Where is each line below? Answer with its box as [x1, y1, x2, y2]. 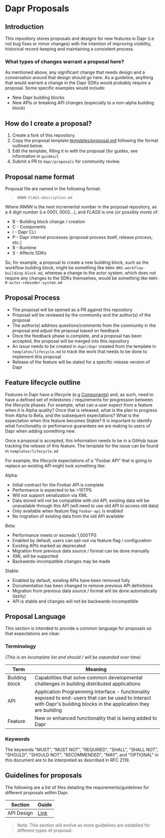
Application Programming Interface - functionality [34, 688, 150, 695]
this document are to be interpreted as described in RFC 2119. [5, 757, 130, 763]
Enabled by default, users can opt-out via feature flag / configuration [12, 537, 152, 543]
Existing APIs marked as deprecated [12, 543, 86, 549]
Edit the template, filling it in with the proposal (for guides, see [12, 148, 138, 154]
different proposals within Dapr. [5, 789, 69, 795]
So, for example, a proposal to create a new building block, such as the [5, 259, 149, 265]
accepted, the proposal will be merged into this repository [12, 338, 130, 344]
